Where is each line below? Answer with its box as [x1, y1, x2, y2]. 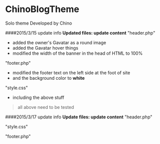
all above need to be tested [17, 104, 74, 110]
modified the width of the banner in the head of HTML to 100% [12, 50, 143, 56]
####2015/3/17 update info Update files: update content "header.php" [5, 114, 152, 120]
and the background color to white [12, 75, 85, 81]
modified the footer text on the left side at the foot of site [12, 69, 130, 76]
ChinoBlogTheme [5, 4, 79, 15]
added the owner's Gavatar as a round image [12, 39, 107, 46]
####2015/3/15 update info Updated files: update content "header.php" [5, 30, 155, 36]
